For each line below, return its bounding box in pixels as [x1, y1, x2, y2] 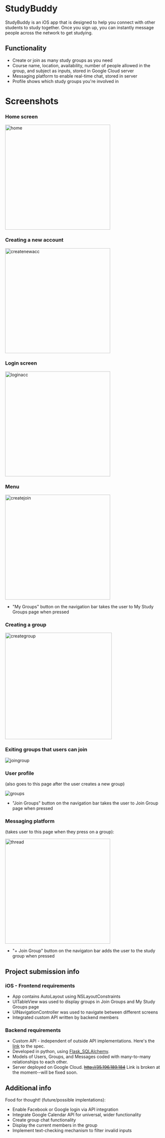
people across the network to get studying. [5, 30, 93, 36]
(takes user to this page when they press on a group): [5, 829, 115, 835]
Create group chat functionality [12, 1117, 76, 1123]
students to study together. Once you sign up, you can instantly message [5, 24, 154, 30]
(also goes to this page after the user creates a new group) [5, 781, 125, 787]
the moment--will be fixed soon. [12, 1069, 78, 1075]
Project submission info [5, 967, 80, 976]
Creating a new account [5, 237, 64, 244]
